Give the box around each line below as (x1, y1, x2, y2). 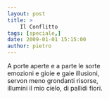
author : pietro (7, 43, 52, 49)
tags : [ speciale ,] (7, 29, 61, 37)
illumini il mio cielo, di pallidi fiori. (7, 84, 103, 92)
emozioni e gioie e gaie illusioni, (7, 69, 100, 77)
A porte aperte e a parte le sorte (7, 62, 101, 70)
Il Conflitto (20, 23, 58, 30)
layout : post (7, 10, 46, 17)
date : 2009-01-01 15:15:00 (7, 36, 86, 43)
